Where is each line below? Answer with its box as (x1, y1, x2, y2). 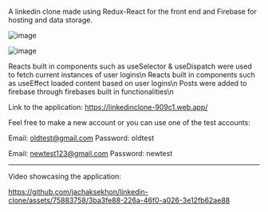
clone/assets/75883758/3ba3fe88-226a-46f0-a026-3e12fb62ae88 (8, 195, 231, 205)
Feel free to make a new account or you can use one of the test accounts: (8, 118, 251, 127)
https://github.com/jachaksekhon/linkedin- (8, 187, 149, 196)
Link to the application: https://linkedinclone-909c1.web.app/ (8, 103, 208, 112)
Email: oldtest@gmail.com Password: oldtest (8, 133, 154, 143)
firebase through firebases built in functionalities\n (8, 87, 174, 96)
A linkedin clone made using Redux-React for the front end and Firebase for (8, 7, 257, 16)
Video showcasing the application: (8, 171, 122, 181)
